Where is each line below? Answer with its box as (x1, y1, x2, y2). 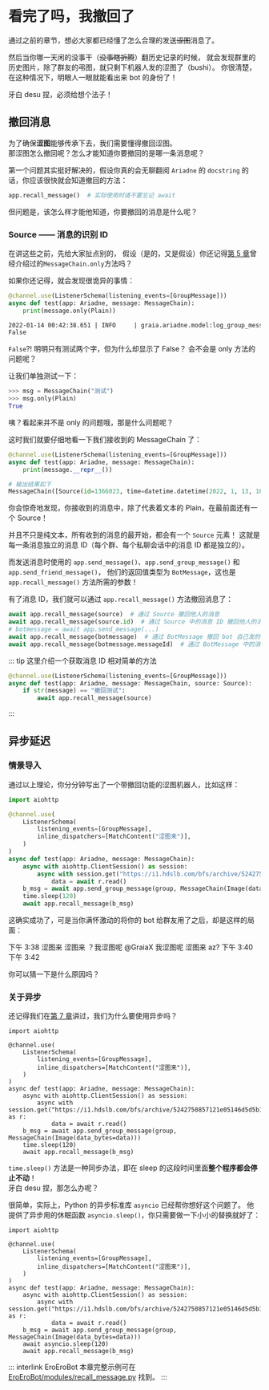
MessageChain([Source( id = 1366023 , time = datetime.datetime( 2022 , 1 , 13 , (8, 487, 252, 496)
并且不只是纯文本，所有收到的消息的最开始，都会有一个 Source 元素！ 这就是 (8, 530, 260, 540)
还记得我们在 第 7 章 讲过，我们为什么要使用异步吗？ (8, 1011, 178, 1021)
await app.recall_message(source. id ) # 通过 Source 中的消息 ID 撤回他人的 (8, 618, 257, 626)
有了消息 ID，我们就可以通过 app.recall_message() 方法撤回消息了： (8, 595, 234, 604)
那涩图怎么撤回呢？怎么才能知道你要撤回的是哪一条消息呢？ (8, 148, 205, 157)
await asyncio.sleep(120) (22, 1340, 110, 1348)
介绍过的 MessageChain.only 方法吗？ (14, 258, 133, 268)
